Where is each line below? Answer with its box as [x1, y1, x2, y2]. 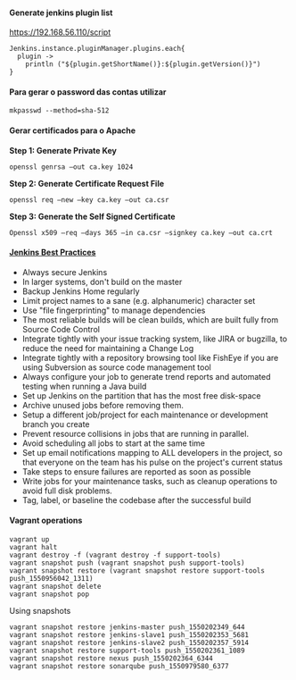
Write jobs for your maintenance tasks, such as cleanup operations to [21, 475, 278, 486]
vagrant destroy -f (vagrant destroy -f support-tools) [9, 550, 221, 560]
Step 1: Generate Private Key [9, 145, 118, 155]
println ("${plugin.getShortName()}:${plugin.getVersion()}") [25, 60, 261, 69]
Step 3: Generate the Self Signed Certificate [9, 211, 176, 222]
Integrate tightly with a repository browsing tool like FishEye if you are [21, 352, 279, 363]
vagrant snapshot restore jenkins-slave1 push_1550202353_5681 [9, 631, 250, 640]
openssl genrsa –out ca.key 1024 [9, 162, 134, 172]
